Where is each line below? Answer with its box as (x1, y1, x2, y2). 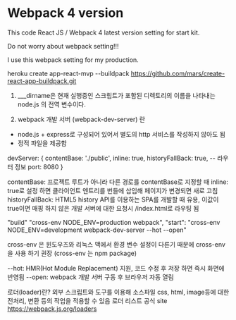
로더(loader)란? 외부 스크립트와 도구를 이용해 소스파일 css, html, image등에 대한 (7, 288, 230, 296)
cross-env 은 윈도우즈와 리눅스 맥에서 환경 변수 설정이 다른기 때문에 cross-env (7, 240, 225, 248)
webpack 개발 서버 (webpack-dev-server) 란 (17, 115, 146, 123)
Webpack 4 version (7, 5, 124, 21)
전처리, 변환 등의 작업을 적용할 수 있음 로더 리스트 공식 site (7, 296, 168, 304)
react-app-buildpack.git (7, 76, 77, 85)
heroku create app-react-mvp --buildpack (7, 69, 130, 78)
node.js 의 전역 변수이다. (17, 100, 87, 109)
